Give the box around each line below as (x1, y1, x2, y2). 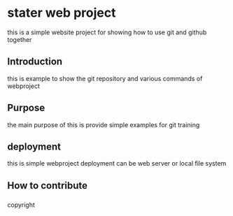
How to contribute (7, 180, 88, 192)
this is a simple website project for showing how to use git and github (7, 28, 207, 36)
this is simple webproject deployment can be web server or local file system (7, 159, 227, 168)
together (7, 35, 32, 43)
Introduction (7, 56, 63, 68)
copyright (7, 201, 35, 209)
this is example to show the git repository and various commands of (7, 74, 203, 82)
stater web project (7, 5, 116, 21)
